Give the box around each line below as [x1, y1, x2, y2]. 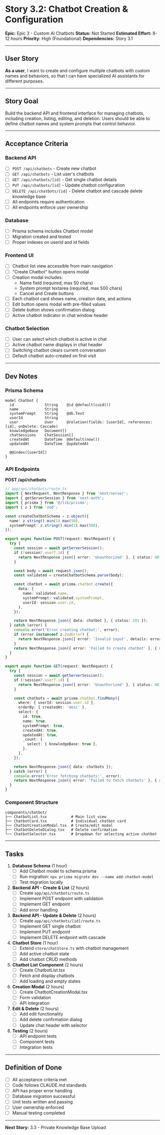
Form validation [19, 995, 51, 1001]
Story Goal [5, 97, 38, 106]
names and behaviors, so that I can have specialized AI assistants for [5, 73, 145, 78]
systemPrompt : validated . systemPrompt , [23, 595, 105, 600]
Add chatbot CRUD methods [19, 956, 77, 962]
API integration [19, 1000, 50, 1006]
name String [9, 407, 58, 412]
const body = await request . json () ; [14, 568, 89, 573]
